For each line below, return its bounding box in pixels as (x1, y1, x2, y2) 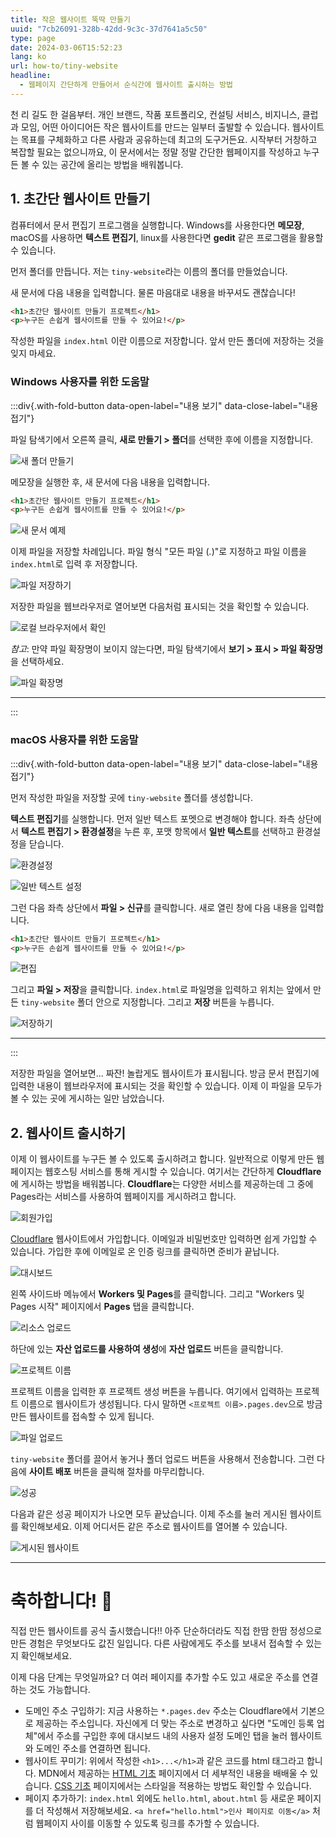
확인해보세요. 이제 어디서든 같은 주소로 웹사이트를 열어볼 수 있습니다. (20, 1521, 288, 1533)
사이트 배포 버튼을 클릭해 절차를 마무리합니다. (28, 1466, 205, 1478)
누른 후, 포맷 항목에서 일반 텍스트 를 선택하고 (123, 825, 295, 837)
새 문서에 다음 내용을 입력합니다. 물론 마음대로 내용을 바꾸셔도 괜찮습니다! (10, 286, 296, 298)
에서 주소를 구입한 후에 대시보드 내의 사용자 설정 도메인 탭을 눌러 (37, 1730, 288, 1742)
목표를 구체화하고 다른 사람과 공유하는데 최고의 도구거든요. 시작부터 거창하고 (20, 133, 318, 145)
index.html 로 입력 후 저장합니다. (10, 558, 138, 570)
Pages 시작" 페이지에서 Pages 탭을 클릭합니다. (10, 1301, 195, 1313)
